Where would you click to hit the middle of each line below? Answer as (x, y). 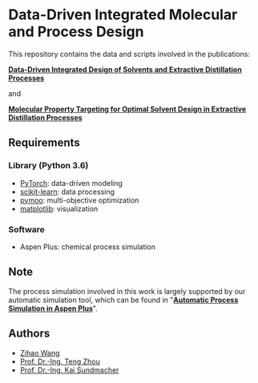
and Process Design (76, 32)
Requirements (44, 143)
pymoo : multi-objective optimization (79, 200)
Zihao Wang (40, 353)
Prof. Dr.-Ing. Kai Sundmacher (69, 369)
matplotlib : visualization (59, 208)
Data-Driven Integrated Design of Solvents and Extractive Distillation (125, 69)
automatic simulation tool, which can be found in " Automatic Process (123, 300)
